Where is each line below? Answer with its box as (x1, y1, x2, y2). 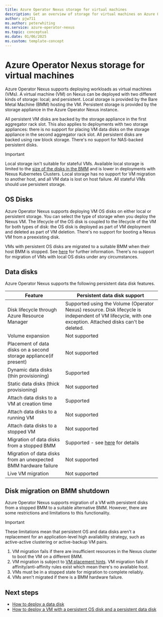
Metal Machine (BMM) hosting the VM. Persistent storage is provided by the (5, 101, 157, 107)
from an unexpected (7, 456, 54, 463)
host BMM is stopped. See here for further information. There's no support (5, 249, 154, 254)
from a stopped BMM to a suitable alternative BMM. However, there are (5, 505, 147, 511)
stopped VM (7, 428, 35, 435)
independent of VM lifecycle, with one (65, 313, 152, 319)
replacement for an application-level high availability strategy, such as (5, 534, 145, 540)
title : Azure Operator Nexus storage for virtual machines (5, 7, 127, 12)
